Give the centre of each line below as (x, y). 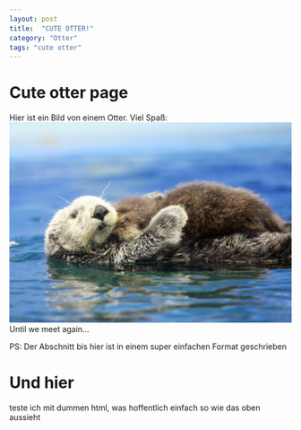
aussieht (25, 417)
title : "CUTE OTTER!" (52, 28)
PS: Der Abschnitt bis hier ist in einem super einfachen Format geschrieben (148, 347)
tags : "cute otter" (46, 48)
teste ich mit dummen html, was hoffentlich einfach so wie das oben (135, 408)
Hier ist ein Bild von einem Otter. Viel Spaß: (89, 118)
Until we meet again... (49, 329)
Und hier (42, 383)
